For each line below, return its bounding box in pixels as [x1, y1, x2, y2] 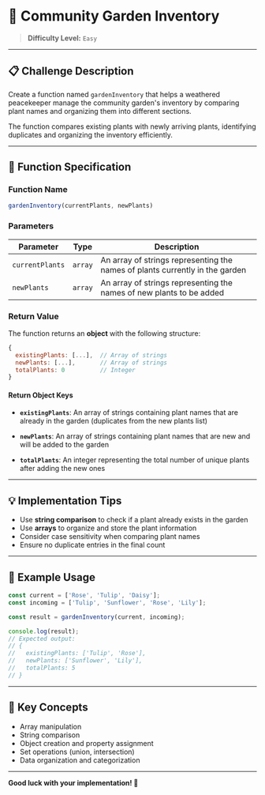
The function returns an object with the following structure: [8, 328, 201, 338]
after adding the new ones [19, 464, 106, 473]
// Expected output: [8, 635, 77, 642]
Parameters [8, 220, 54, 232]
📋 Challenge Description [8, 65, 134, 78]
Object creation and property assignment [19, 738, 154, 748]
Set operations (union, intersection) [19, 747, 136, 756]
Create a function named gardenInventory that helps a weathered [8, 89, 221, 99]
